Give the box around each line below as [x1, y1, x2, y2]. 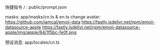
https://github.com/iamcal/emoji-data [5, 19, 81, 25]
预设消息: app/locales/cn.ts [5, 39, 60, 45]
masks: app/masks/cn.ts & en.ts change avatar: [5, 14, 101, 19]
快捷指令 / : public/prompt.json [5, 4, 67, 10]
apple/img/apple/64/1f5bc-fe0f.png [5, 30, 77, 35]
